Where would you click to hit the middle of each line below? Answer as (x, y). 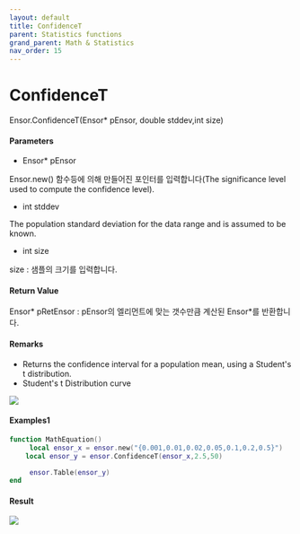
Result (22, 501)
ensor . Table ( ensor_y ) (70, 472)
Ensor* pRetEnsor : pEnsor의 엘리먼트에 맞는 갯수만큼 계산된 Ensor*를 (135, 311)
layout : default (40, 18)
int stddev (41, 206)
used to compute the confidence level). (82, 189)
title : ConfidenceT (46, 26)
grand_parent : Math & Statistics (72, 43)
